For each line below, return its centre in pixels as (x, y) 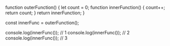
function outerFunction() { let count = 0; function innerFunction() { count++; (85, 7)
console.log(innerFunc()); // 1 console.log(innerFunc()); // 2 (68, 32)
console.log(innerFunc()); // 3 (36, 38)
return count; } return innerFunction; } (45, 13)
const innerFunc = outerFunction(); (42, 23)
